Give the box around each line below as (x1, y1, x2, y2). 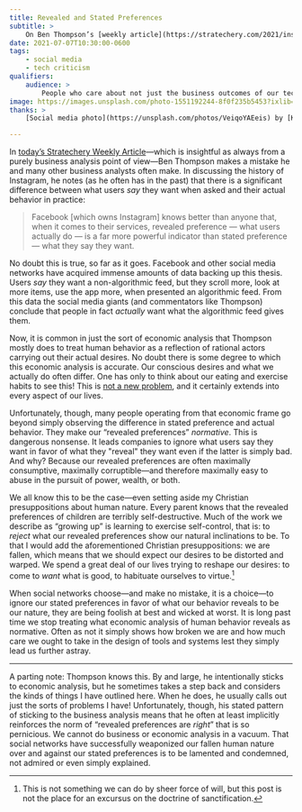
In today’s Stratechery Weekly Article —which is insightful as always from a (9, 146, 286, 158)
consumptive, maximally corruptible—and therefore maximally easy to (9, 465, 269, 476)
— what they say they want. (31, 241, 135, 251)
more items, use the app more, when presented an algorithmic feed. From (9, 287, 282, 297)
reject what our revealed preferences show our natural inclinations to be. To (9, 531, 290, 542)
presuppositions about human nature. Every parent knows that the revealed (9, 502, 289, 513)
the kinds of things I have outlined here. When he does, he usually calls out (9, 690, 288, 701)
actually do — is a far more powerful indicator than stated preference (31, 231, 288, 242)
